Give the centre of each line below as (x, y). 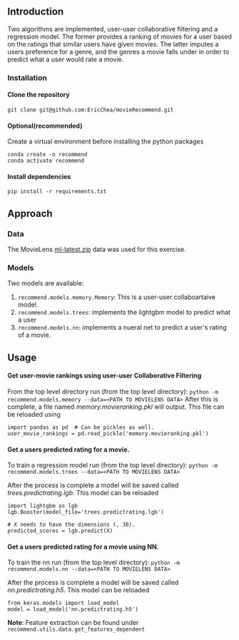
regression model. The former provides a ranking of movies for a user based (119, 36)
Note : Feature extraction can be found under (73, 623)
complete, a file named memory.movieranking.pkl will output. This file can (116, 407)
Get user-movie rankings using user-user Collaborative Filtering (105, 376)
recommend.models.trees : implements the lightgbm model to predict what (124, 313)
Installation (27, 78)
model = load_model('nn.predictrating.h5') (73, 609)
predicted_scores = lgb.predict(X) (60, 531)
